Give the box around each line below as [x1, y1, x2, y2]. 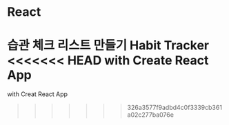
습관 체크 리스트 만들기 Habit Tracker [7, 38, 209, 54]
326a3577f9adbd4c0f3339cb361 [127, 104, 223, 112]
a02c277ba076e [127, 111, 175, 119]
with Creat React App [7, 90, 68, 98]
